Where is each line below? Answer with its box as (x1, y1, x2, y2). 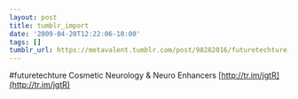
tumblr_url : (9, 46, 53, 55)
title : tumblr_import (9, 21, 90, 30)
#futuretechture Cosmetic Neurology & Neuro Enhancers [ (9, 70, 222, 80)
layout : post (9, 12, 58, 22)
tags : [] (9, 37, 42, 47)
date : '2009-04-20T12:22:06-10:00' (9, 29, 141, 38)
